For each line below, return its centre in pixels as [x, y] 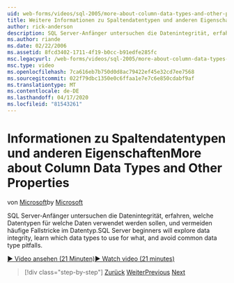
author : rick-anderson [40, 26]
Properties [38, 183]
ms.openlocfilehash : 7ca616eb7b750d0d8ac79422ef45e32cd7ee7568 [101, 72]
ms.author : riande [34, 40]
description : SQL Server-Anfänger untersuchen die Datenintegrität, [109, 33]
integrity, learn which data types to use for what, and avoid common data [112, 238]
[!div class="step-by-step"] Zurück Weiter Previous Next [105, 272]
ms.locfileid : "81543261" [45, 104]
